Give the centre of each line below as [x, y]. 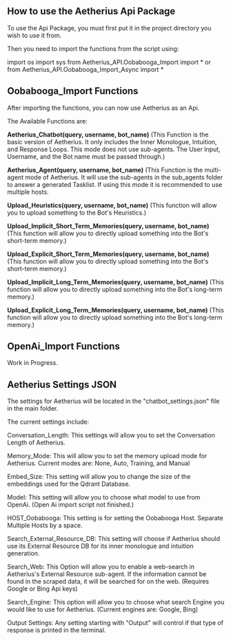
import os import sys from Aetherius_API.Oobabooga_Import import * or [109, 62]
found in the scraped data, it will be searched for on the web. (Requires [108, 582]
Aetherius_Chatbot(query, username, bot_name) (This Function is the [108, 135]
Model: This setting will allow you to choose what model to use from [104, 497]
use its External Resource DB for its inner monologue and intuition [101, 546]
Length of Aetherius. [36, 443]
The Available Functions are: [47, 121]
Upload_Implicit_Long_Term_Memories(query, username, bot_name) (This [115, 282]
